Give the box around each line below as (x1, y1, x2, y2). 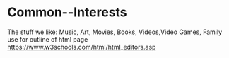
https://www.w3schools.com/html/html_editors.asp (7, 42, 156, 51)
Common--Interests (7, 4, 127, 21)
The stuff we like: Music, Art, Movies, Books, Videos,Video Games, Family (7, 28, 223, 36)
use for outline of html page (7, 35, 88, 43)
